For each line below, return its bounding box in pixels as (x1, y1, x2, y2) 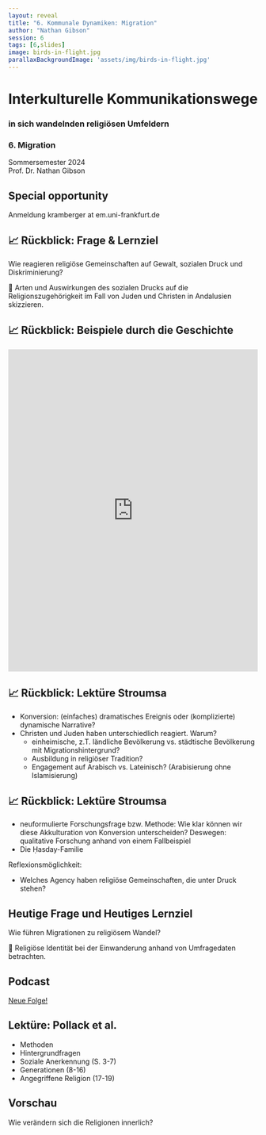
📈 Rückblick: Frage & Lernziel (8, 234, 158, 247)
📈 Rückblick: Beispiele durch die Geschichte (8, 324, 234, 337)
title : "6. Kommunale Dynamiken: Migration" (8, 19, 158, 27)
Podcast (8, 975, 50, 988)
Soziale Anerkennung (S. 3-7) (19, 1056, 117, 1066)
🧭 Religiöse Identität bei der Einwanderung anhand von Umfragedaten (8, 943, 236, 953)
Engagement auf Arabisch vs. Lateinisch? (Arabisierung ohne (31, 762, 231, 772)
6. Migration (8, 140, 56, 151)
